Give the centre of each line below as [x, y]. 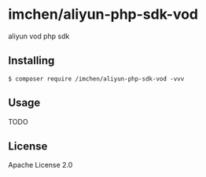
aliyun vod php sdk [39, 36]
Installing [31, 61]
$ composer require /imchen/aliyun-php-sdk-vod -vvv [96, 79]
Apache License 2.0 [40, 165]
